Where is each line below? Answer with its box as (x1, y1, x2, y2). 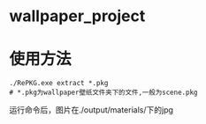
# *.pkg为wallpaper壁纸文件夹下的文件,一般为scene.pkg (9, 88, 198, 98)
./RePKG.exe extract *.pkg (9, 79, 109, 88)
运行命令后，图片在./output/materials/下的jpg (9, 105, 174, 115)
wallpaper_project (9, 6, 146, 26)
